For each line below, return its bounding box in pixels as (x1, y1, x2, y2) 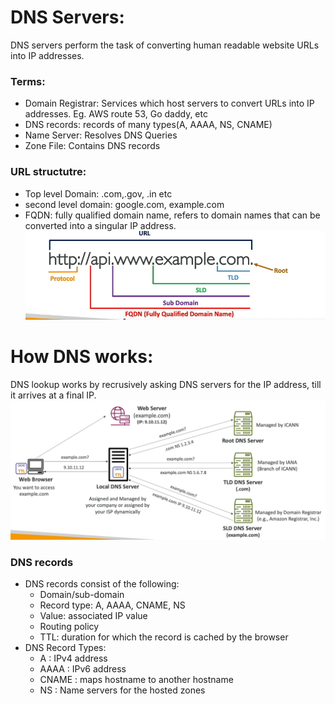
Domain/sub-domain (39, 589, 125, 601)
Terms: (10, 74, 46, 88)
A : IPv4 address (39, 652, 108, 665)
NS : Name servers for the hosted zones (39, 684, 206, 696)
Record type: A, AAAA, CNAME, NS (39, 599, 186, 611)
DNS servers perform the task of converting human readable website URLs (10, 39, 320, 51)
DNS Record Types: (24, 642, 107, 654)
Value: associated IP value (39, 610, 148, 622)
